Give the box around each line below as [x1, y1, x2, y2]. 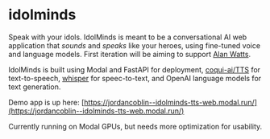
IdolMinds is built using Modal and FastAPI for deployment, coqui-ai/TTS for [8, 64, 260, 74]
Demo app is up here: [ [8, 97, 85, 107]
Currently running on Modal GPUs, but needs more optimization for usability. [8, 121, 263, 131]
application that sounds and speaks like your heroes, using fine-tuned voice [8, 40, 260, 50]
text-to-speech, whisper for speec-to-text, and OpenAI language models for [8, 73, 262, 83]
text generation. [8, 82, 61, 92]
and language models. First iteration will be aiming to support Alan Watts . [8, 49, 251, 59]
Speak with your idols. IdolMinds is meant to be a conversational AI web [8, 32, 247, 42]
